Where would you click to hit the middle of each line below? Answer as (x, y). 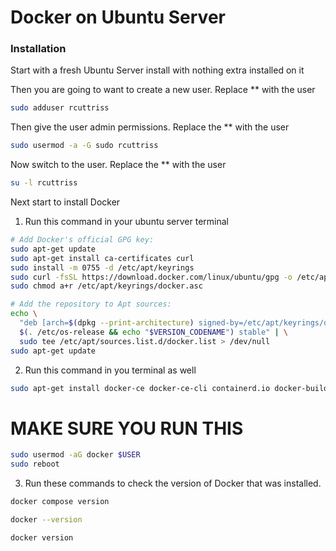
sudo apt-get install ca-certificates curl (102, 258)
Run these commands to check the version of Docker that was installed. (173, 483)
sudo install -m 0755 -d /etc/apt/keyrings (102, 267)
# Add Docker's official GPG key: (82, 240)
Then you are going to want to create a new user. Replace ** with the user (163, 90)
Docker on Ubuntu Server (118, 17)
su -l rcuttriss (44, 183)
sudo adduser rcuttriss (60, 108)
